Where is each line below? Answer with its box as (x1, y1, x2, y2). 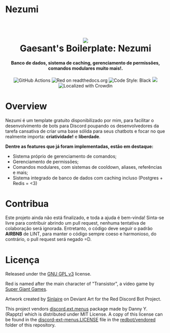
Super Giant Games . (5, 286, 47, 292)
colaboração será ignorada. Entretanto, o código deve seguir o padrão (5, 225, 153, 232)
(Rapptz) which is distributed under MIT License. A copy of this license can (5, 311, 163, 317)
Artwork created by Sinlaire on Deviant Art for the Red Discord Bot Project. (5, 296, 161, 302)
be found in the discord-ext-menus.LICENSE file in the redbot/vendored (5, 317, 156, 323)
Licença (5, 254, 40, 265)
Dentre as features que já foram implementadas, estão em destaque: (5, 143, 154, 149)
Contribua (5, 198, 49, 209)
